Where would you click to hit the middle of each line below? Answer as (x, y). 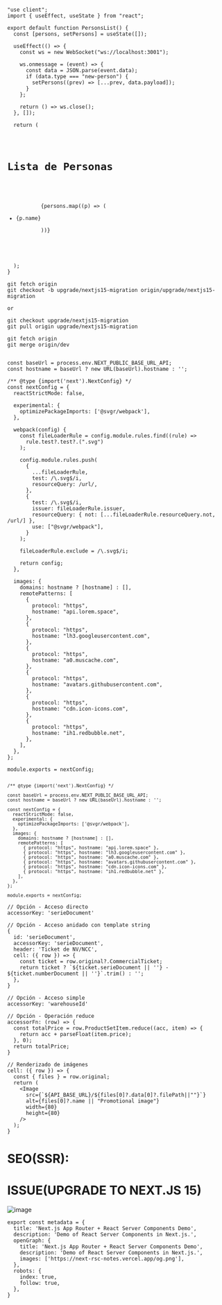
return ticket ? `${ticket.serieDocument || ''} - (94, 968)
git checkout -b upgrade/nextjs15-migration (72, 291)
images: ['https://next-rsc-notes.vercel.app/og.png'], (102, 1259)
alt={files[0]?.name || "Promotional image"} (92, 1101)
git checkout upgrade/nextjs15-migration (68, 321)
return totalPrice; (42, 1047)
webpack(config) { (40, 430)
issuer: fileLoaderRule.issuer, (79, 509)
